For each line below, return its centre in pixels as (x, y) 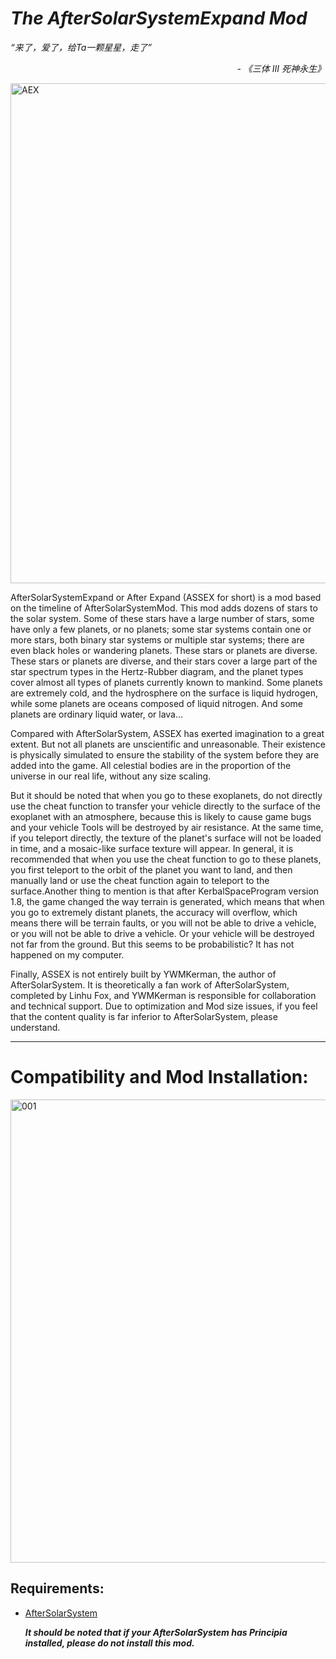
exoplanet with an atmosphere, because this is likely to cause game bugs (161, 816)
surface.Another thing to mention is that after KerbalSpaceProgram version (165, 891)
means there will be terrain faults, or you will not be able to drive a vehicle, (163, 923)
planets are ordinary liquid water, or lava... (97, 714)
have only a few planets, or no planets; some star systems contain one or (161, 629)
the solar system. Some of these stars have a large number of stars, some (162, 618)
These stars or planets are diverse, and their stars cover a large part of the (164, 661)
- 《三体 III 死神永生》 (281, 68)
